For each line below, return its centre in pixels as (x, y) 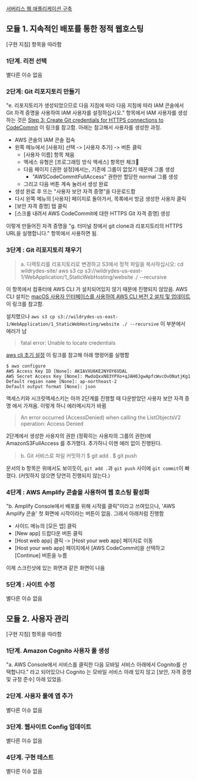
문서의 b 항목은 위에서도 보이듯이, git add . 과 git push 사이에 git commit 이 (95, 468)
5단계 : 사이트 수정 (31, 584)
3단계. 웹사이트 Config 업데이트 (49, 726)
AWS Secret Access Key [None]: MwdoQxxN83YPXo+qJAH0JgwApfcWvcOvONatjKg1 (98, 376)
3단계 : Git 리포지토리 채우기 (44, 250)
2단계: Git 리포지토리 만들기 (43, 92)
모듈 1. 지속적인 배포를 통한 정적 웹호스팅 (75, 29)
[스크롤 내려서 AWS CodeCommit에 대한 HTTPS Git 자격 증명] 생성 (92, 214)
